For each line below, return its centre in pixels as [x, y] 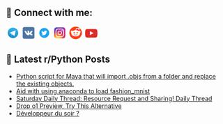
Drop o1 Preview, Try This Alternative [69, 106]
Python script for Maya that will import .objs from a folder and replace [116, 76]
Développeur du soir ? [48, 113]
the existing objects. [45, 84]
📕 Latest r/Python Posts [58, 60]
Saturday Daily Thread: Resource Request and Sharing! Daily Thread [114, 98]
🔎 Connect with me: [49, 13]
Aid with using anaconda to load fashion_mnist [83, 91]
